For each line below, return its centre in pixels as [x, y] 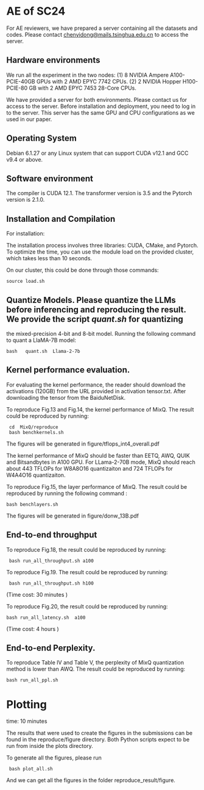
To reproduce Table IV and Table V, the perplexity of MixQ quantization [95, 663]
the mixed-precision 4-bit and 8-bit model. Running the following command [101, 334]
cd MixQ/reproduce [34, 427]
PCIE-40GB [21, 81]
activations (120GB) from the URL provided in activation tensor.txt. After [96, 391]
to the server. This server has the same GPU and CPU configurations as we [100, 112]
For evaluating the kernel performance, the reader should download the [96, 385]
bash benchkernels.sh [36, 432]
